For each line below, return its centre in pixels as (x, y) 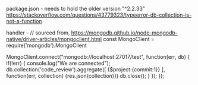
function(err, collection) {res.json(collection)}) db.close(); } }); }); (85, 76)
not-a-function (24, 21)
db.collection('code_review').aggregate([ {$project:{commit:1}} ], (86, 70)
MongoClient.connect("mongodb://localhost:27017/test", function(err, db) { (98, 57)
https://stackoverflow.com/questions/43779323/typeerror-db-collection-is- (99, 15)
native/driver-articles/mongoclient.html (54, 39)
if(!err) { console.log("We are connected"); (58, 63)
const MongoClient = (129, 39)
